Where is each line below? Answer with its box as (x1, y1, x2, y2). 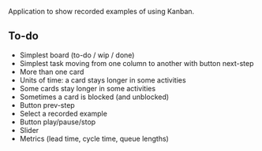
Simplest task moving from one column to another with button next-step (19, 58, 254, 68)
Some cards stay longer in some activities (19, 83, 156, 93)
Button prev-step (19, 100, 75, 109)
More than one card (19, 67, 84, 76)
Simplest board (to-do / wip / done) (19, 50, 135, 60)
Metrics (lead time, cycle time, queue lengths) (19, 134, 170, 143)
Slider (19, 125, 39, 134)
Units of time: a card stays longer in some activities (19, 75, 187, 85)
